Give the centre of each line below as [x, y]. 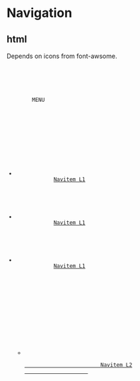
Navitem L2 [116, 365]
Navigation [39, 13]
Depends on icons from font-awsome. [62, 56]
